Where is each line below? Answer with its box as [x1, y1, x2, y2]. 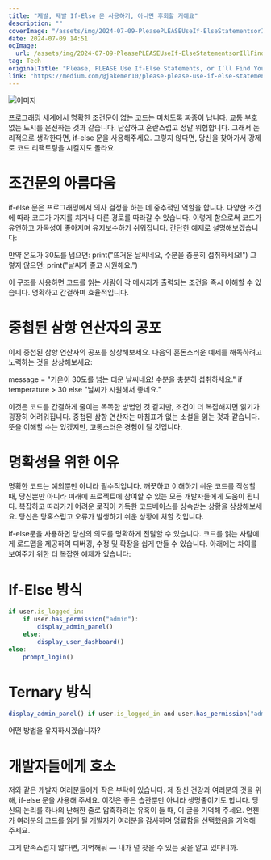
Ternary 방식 [8, 683, 93, 701]
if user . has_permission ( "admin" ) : [23, 616, 139, 624]
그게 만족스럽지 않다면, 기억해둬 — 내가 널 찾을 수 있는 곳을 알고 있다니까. [8, 843, 239, 853]
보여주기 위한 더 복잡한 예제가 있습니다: [8, 549, 131, 559]
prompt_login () [23, 653, 74, 661]
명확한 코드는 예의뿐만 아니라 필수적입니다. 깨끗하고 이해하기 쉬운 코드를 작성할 [8, 481, 256, 491]
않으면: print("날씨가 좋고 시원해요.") [23, 260, 139, 269]
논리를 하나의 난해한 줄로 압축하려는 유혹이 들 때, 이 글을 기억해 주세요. [23, 806, 244, 816]
